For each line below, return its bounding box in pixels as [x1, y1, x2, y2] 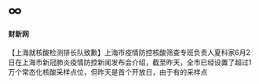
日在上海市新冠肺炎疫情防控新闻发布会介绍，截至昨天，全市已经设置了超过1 [8, 57, 252, 68]
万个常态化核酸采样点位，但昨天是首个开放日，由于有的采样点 [8, 68, 208, 77]
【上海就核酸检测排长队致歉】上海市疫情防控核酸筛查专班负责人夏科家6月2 [8, 48, 251, 57]
